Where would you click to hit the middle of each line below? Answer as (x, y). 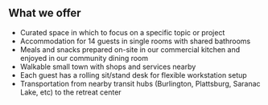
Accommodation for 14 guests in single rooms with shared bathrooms (135, 41)
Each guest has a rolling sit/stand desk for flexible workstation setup (133, 75)
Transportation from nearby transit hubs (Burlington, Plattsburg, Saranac (140, 83)
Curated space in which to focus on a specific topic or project (122, 32)
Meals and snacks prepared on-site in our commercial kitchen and (130, 49)
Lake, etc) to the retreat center (71, 92)
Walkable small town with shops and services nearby (108, 67)
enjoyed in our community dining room (84, 58)
